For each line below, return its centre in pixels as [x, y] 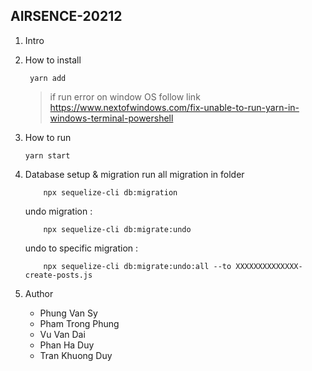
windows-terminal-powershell [111, 118]
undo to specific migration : [81, 248]
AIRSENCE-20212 [66, 16]
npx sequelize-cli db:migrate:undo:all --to [137, 266]
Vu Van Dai [62, 334]
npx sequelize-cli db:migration [110, 192]
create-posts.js [58, 275]
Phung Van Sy [68, 313]
